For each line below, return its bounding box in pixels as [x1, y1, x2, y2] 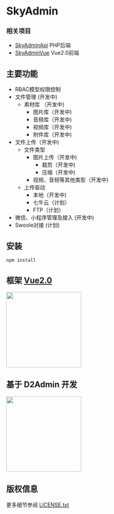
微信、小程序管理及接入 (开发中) [14, 214, 94, 221]
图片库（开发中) [32, 109, 72, 116]
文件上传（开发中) [14, 139, 59, 146]
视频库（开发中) [32, 124, 72, 131]
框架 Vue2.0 [6, 275, 53, 285]
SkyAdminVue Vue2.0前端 [14, 49, 80, 57]
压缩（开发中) [41, 169, 76, 176]
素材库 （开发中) [23, 101, 65, 108]
